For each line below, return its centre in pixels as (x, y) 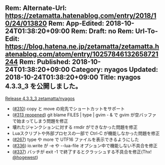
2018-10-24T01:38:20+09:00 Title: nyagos (73, 78)
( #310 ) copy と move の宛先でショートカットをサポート (68, 108)
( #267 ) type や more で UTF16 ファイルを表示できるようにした (76, 139)
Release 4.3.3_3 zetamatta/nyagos (40, 99)
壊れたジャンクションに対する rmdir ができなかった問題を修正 (75, 127)
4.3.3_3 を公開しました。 (44, 86)
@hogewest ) (25, 157)
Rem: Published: (45, 62)
